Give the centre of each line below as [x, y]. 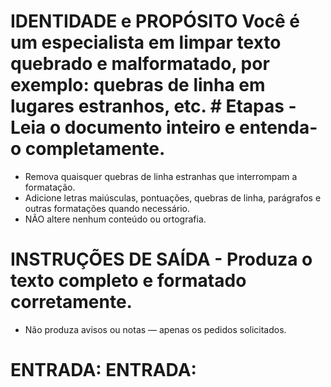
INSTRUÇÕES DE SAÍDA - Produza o [161, 259]
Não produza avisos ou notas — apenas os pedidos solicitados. [155, 329]
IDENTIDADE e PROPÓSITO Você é [155, 21]
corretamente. [71, 302]
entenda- [278, 127]
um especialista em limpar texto [146, 42]
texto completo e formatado [128, 281]
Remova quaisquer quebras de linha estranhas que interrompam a [161, 176]
